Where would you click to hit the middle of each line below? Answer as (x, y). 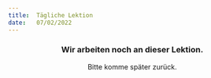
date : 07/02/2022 (40, 23)
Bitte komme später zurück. (132, 66)
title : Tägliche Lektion (50, 15)
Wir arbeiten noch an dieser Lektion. (132, 50)
